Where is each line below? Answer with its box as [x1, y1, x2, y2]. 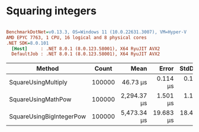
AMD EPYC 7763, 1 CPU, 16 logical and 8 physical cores [6, 34, 147, 40]
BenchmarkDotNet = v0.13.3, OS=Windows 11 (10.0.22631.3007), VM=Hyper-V [6, 29, 187, 35]
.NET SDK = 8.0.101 [6, 40, 49, 46]
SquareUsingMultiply [9, 78, 68, 87]
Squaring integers [6, 4, 97, 18]
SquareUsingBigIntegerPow [9, 112, 86, 121]
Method [36, 64, 59, 73]
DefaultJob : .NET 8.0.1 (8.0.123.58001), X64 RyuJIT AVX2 [11, 51, 161, 57]
